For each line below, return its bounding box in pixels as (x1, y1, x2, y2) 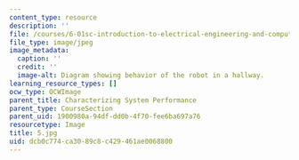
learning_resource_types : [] (9, 79, 117, 88)
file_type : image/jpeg (9, 37, 93, 47)
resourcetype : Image (9, 121, 86, 130)
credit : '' (17, 63, 58, 72)
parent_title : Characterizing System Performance (9, 95, 198, 105)
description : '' (9, 21, 69, 30)
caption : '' (17, 54, 62, 63)
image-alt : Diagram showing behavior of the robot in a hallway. (17, 71, 265, 80)
